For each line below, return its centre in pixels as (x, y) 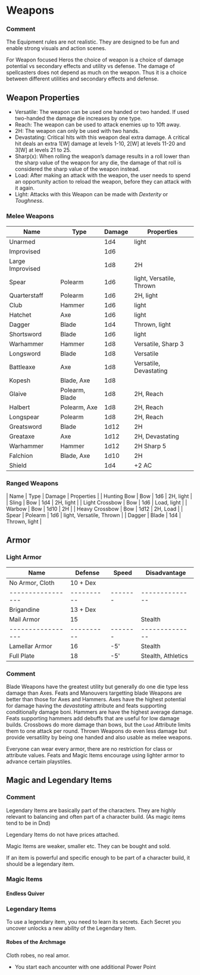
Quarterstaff (26, 295)
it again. (24, 188)
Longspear (24, 417)
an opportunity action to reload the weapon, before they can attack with (103, 182)
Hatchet (20, 315)
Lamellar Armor (31, 646)
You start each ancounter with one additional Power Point (85, 967)
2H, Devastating (157, 436)
